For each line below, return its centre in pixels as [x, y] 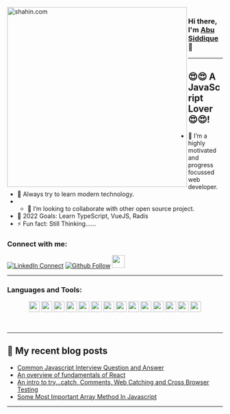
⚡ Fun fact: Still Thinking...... [56, 224]
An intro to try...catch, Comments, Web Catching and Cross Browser [113, 382]
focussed [201, 172]
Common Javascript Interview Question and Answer [90, 367]
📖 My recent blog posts [57, 351]
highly [196, 143]
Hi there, [203, 21]
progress [201, 165]
